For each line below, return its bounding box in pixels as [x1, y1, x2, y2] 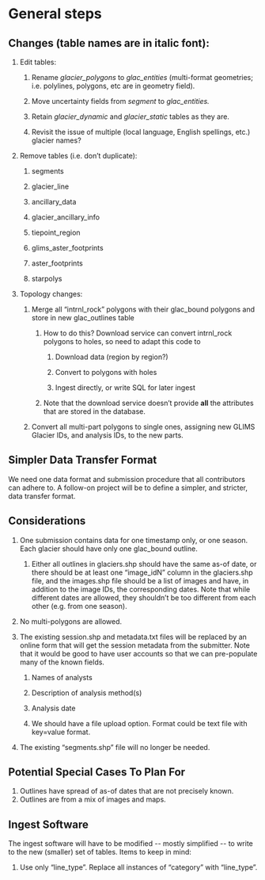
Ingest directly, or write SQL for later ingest [55, 383, 196, 392]
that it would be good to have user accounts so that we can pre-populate [19, 649, 258, 658]
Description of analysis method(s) [31, 687, 142, 698]
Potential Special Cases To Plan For [8, 766, 186, 779]
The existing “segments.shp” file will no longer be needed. [19, 742, 210, 752]
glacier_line [31, 182, 70, 191]
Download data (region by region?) [55, 352, 168, 362]
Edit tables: [19, 57, 57, 67]
